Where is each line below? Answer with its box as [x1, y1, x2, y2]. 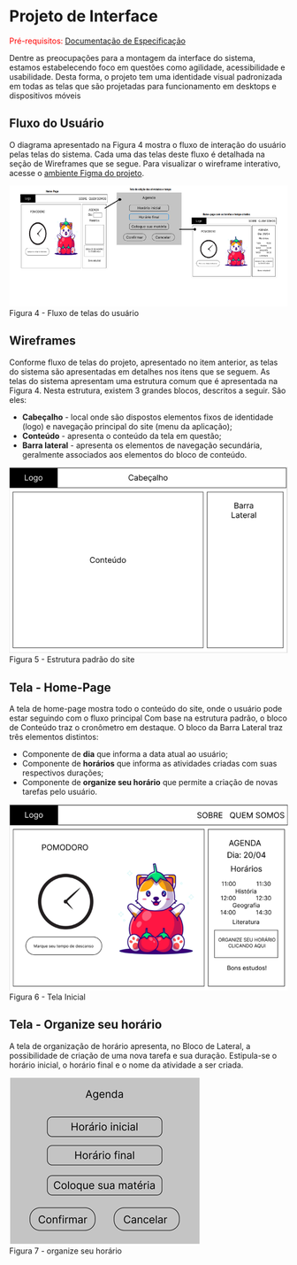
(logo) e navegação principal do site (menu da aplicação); [21, 420, 232, 431]
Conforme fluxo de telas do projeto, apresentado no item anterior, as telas [9, 357, 278, 367]
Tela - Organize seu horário [9, 1017, 163, 1032]
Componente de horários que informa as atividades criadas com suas [21, 759, 278, 769]
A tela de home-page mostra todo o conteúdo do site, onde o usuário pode [9, 704, 283, 714]
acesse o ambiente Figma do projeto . [9, 167, 144, 178]
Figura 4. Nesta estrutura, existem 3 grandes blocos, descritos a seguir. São [9, 385, 286, 396]
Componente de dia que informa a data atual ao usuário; [21, 749, 228, 760]
